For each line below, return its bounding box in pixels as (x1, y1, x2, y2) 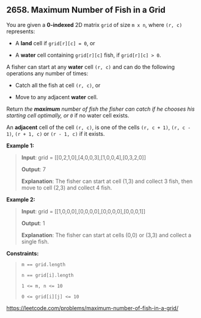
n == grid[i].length (21, 272, 74, 278)
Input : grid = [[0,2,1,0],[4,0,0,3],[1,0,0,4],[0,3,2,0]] (21, 153, 147, 161)
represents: (6, 28, 35, 35)
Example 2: (6, 196, 35, 203)
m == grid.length (21, 261, 66, 268)
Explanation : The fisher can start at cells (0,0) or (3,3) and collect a (21, 231, 191, 239)
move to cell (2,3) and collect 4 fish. (21, 183, 112, 191)
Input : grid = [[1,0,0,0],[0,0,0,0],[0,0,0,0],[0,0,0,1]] (21, 207, 145, 215)
